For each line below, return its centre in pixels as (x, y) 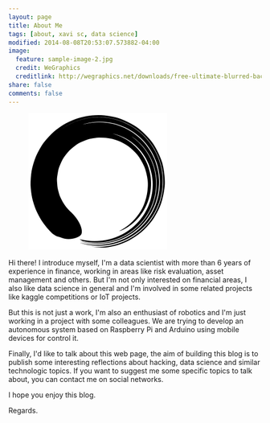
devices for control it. (43, 338)
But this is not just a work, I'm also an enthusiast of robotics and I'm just (127, 312)
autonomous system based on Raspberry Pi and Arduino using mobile (124, 329)
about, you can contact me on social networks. (86, 379)
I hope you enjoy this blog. (52, 395)
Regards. (23, 410)
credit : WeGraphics (48, 68)
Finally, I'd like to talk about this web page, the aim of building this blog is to (133, 353)
